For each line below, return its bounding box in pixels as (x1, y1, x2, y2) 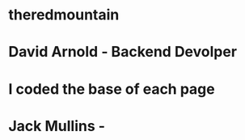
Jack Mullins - (8, 117, 106, 135)
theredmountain (8, 6, 120, 24)
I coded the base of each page (8, 79, 216, 98)
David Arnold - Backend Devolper (8, 43, 237, 62)
